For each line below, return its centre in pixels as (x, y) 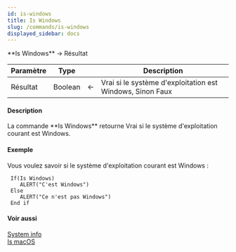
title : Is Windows (34, 20)
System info (25, 234)
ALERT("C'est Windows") (55, 184)
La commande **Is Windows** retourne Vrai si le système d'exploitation (112, 126)
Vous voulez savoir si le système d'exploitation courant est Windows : (108, 165)
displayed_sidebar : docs (44, 33)
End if (20, 203)
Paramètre (29, 71)
